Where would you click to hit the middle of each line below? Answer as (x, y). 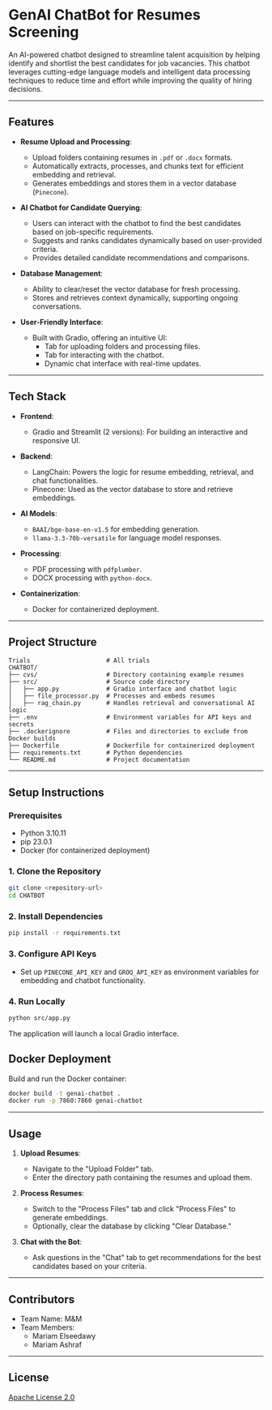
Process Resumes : (52, 1194)
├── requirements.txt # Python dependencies (96, 753)
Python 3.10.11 (43, 833)
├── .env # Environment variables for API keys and (130, 718)
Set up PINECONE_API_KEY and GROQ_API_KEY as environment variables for (140, 972)
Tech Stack (37, 397)
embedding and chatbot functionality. (83, 980)
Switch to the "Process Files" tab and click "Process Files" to (134, 1209)
